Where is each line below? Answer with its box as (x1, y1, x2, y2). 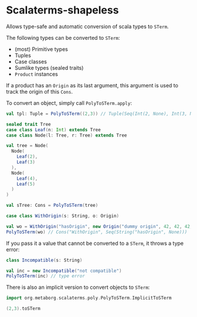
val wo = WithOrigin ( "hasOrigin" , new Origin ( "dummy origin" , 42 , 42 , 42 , (6, 223, 193, 229)
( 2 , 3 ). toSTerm (6, 306, 41, 312)
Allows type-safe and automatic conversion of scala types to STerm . (6, 23, 169, 30)
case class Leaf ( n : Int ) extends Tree (6, 127, 101, 132)
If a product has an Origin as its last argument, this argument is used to (6, 81, 179, 88)
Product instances (14, 70, 59, 77)
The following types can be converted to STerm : (6, 34, 120, 41)
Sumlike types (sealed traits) (14, 64, 84, 71)
